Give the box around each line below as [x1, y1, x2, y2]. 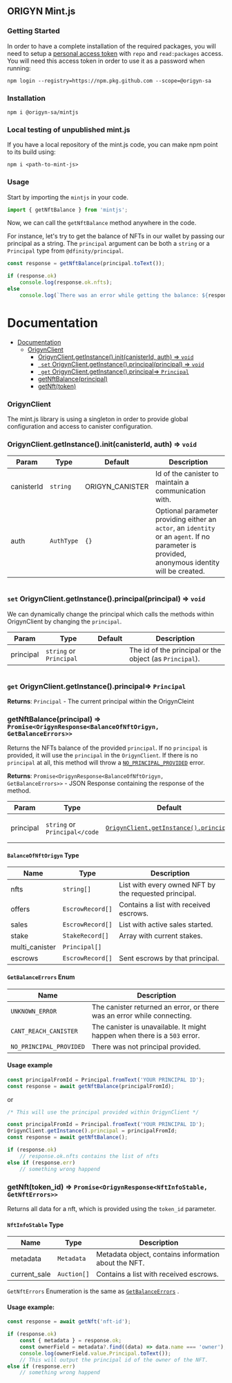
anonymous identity [155, 558, 220, 568]
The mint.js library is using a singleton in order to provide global [7, 415, 188, 423]
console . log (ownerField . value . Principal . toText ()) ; [19, 1350, 171, 1357]
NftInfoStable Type [7, 1220, 64, 1228]
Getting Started [7, 26, 60, 36]
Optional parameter [155, 506, 219, 516]
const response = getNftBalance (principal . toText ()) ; [7, 260, 166, 267]
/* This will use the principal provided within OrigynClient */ [7, 1108, 199, 1116]
